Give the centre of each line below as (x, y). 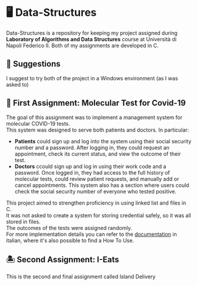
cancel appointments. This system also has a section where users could (102, 185)
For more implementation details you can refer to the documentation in (92, 234)
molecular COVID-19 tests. (38, 123)
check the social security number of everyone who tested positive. (95, 191)
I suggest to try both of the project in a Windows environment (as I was (92, 78)
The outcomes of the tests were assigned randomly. (69, 228)
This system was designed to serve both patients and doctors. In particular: (98, 130)
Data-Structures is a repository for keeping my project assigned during (92, 33)
